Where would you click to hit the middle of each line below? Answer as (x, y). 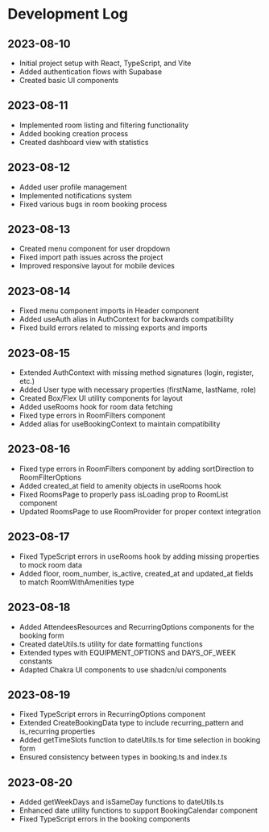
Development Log (68, 14)
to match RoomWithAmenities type (77, 582)
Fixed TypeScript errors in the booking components (105, 819)
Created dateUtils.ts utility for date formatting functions (111, 644)
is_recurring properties (57, 731)
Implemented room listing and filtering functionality (104, 125)
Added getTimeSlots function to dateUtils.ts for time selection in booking (140, 740)
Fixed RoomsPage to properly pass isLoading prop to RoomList (124, 494)
